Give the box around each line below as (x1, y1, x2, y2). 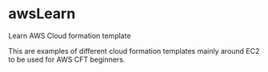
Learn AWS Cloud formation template (8, 31, 131, 40)
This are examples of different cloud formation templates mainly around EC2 (8, 46, 260, 55)
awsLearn (8, 5, 76, 23)
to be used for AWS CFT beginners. (8, 55, 126, 64)
